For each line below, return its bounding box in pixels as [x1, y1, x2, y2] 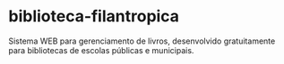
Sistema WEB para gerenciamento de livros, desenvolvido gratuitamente [8, 36, 276, 46]
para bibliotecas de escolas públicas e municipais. [8, 44, 194, 55]
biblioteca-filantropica [8, 6, 180, 27]
